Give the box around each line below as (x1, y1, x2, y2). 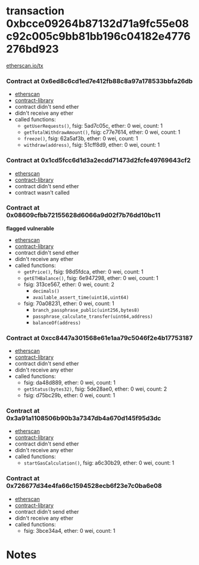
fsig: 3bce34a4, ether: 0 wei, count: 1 (23, 527, 116, 534)
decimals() (32, 288, 60, 294)
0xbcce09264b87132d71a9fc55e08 (6, 17, 189, 30)
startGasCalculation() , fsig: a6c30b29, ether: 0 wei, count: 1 (23, 459, 175, 466)
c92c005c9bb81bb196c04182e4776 (6, 30, 191, 43)
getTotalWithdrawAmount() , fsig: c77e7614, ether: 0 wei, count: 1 (23, 128, 181, 136)
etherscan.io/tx (6, 62, 43, 69)
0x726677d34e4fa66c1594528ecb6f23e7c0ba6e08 (6, 482, 162, 490)
